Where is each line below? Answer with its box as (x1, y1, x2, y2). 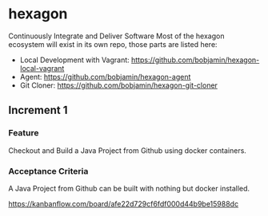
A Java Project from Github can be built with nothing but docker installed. (8, 183, 250, 193)
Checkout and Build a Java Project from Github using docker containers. (8, 145, 246, 155)
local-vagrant (19, 63, 65, 73)
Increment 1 (8, 104, 68, 117)
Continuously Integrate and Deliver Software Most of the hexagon (8, 31, 225, 41)
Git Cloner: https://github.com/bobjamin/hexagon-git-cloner (19, 81, 218, 90)
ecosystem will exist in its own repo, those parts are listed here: (8, 39, 218, 49)
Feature (8, 128, 39, 139)
